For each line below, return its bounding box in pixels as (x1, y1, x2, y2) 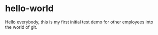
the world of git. (5, 24, 38, 30)
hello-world (5, 3, 54, 14)
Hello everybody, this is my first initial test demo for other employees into (5, 19, 154, 25)
